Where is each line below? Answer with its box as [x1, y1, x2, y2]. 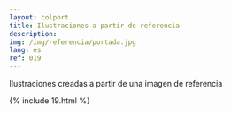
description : [9, 29, 58, 38]
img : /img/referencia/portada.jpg [9, 37, 137, 47]
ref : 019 [9, 54, 42, 63]
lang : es [9, 46, 42, 55]
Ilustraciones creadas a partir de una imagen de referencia [9, 79, 223, 88]
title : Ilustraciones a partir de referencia [9, 21, 180, 30]
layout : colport [9, 12, 69, 22]
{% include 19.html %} [9, 95, 90, 106]
